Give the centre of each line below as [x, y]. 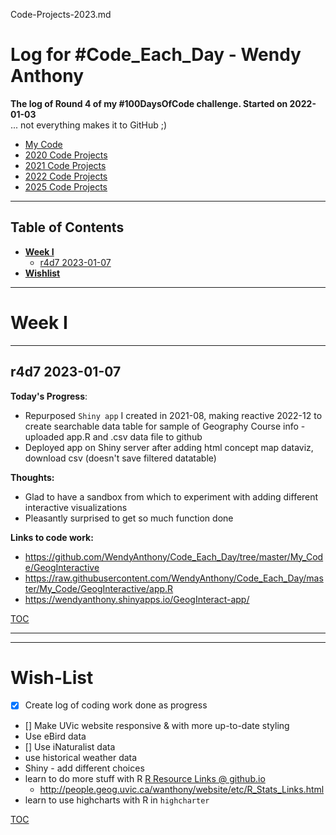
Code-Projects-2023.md [61, 14]
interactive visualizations [76, 507]
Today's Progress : [49, 396]
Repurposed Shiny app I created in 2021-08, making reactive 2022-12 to [173, 415]
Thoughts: [32, 477]
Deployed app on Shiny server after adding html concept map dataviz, [169, 447]
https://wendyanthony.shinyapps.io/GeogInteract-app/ [137, 599]
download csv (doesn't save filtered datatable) [120, 458]
